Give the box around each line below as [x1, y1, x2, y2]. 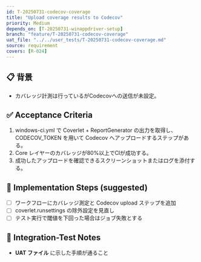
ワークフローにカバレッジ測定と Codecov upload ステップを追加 [15, 199, 177, 206]
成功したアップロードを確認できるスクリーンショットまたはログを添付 [15, 157, 190, 164]
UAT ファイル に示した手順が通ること [15, 249, 109, 257]
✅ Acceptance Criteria [6, 110, 93, 120]
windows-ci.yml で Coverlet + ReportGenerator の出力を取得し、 [15, 126, 177, 134]
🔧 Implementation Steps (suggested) [6, 182, 148, 192]
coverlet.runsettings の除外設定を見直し [15, 207, 115, 214]
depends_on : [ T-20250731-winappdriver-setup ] [6, 25, 123, 32]
